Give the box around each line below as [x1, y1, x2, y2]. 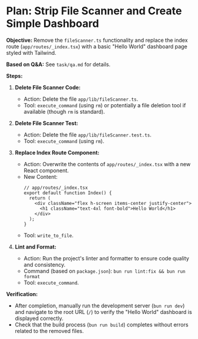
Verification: [6, 290, 38, 297]
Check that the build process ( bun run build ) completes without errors [14, 321, 188, 328]
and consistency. [23, 261, 65, 268]
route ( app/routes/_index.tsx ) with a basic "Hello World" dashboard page [6, 43, 188, 50]
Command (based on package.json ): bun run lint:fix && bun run [23, 267, 186, 275]
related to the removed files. [14, 327, 84, 334]
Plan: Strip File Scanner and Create [6, 4, 183, 18]
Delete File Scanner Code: [14, 83, 81, 91]
